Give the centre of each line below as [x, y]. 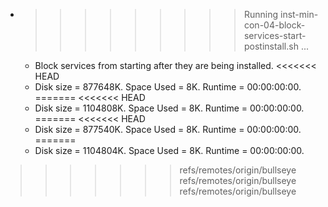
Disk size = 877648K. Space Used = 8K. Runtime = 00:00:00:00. [168, 87]
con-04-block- [274, 25]
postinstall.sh [271, 46]
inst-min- [299, 14]
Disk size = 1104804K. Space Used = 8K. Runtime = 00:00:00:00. [169, 150]
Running [261, 14]
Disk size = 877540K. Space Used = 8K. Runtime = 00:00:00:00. [168, 129]
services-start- [275, 35]
